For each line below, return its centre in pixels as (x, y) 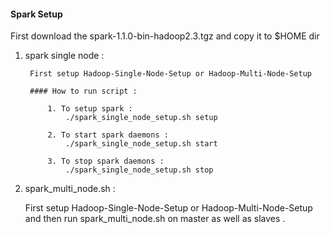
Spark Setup (36, 14)
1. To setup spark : (90, 109)
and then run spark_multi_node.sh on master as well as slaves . (155, 219)
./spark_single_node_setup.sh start (141, 144)
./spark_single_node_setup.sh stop (139, 170)
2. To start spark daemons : (108, 135)
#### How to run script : (83, 91)
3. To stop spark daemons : (106, 161)
